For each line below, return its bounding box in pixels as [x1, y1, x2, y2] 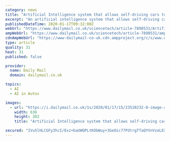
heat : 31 [5, 49, 24, 54]
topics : [5, 82, 22, 87]
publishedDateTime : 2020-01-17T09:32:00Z [5, 21, 94, 27]
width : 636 [14, 109, 37, 115]
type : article [5, 40, 35, 45]
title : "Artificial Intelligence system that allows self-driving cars [5, 12, 159, 17]
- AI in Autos [10, 91, 39, 96]
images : [5, 100, 22, 105]
